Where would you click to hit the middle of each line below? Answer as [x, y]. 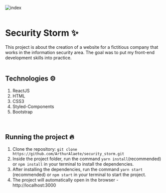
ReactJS [21, 91]
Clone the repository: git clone [45, 149]
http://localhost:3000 [34, 185]
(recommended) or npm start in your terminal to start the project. [79, 175]
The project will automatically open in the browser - [65, 180]
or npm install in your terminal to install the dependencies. [73, 164]
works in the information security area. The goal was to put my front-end [80, 52]
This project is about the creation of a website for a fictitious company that [82, 47]
